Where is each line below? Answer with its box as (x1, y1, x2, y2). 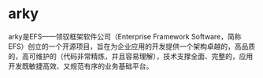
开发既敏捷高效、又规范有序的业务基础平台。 (8, 61, 154, 71)
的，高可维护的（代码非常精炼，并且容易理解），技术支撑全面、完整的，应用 (8, 51, 254, 61)
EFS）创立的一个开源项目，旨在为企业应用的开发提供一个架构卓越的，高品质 (8, 41, 256, 51)
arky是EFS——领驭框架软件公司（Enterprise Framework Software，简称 (8, 32, 242, 41)
